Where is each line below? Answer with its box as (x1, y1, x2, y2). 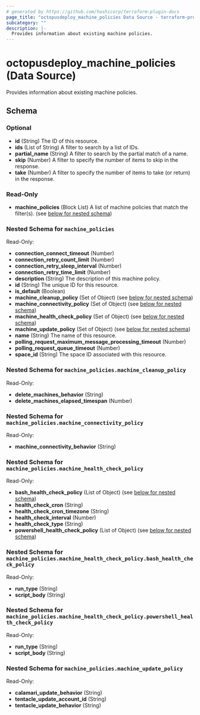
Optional (6, 124, 32, 132)
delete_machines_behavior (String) (14, 391, 104, 398)
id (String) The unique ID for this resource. (14, 281, 119, 288)
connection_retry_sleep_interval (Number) (14, 262, 122, 269)
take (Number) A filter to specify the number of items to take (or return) (14, 169, 190, 176)
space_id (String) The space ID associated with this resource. (14, 351, 167, 358)
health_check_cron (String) (14, 501, 83, 509)
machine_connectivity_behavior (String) (14, 443, 116, 450)
